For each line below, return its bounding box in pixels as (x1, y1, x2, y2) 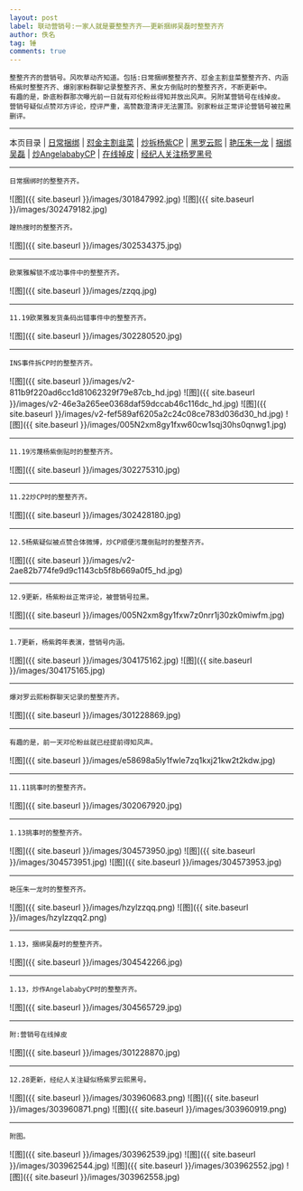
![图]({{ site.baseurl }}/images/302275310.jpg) (9, 465, 180, 476)
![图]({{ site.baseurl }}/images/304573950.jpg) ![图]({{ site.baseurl (9, 846, 255, 856)
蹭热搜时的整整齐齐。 (9, 223, 77, 232)
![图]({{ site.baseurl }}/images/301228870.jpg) (9, 1047, 180, 1058)
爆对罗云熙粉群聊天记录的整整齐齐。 (9, 693, 124, 702)
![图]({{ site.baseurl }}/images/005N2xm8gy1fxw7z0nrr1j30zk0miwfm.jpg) (9, 610, 286, 620)
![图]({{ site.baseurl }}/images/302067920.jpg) (9, 800, 183, 811)
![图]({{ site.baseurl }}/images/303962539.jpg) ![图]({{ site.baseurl (9, 1149, 256, 1160)
